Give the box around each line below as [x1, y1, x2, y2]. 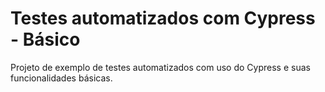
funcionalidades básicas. [10, 72, 113, 84]
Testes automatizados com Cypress [10, 7, 316, 30]
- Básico [10, 28, 81, 51]
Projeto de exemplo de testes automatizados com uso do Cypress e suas [10, 61, 311, 73]
